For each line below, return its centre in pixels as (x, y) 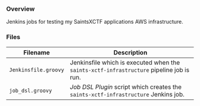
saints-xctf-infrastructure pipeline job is (129, 70)
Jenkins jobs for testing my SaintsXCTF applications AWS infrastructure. (95, 22)
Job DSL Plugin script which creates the (126, 86)
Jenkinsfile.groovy (37, 70)
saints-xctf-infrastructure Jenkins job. (127, 94)
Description (130, 52)
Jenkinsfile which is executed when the (125, 62)
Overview (21, 9)
